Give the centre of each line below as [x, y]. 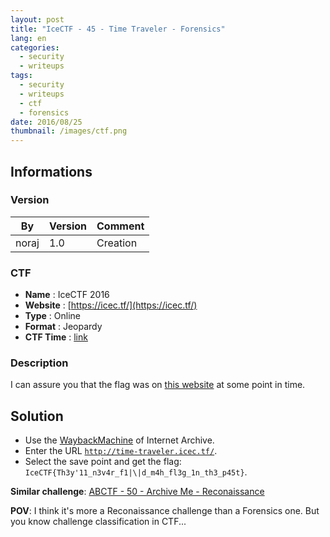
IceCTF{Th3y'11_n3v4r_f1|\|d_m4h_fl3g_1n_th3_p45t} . [136, 472]
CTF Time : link [56, 337]
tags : [21, 76]
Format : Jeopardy [63, 327]
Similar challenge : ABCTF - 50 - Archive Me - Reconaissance [137, 492]
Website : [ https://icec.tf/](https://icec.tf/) [111, 305]
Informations [51, 171]
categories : [35, 47]
